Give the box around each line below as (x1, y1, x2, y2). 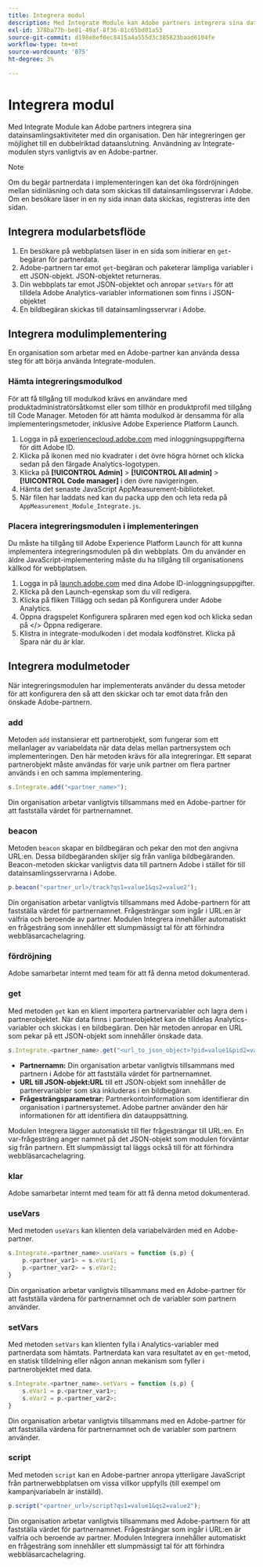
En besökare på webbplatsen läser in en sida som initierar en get (19, 246, 229, 255)
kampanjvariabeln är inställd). (8, 1486, 103, 1496)
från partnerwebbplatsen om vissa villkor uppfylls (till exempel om (8, 1478, 221, 1488)
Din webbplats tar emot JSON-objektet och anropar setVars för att (19, 280, 234, 289)
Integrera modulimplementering (8, 328, 167, 341)
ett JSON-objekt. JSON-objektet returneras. (19, 271, 162, 280)
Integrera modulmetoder (8, 660, 131, 673)
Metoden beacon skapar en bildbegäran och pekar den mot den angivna (8, 844, 239, 853)
